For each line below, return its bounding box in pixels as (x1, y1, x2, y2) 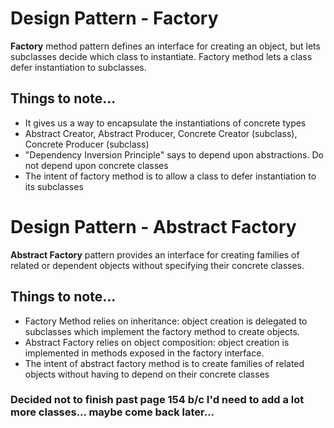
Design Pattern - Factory (10, 7, 219, 30)
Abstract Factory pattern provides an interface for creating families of (10, 248, 300, 261)
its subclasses (24, 180, 84, 192)
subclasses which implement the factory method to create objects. (24, 325, 300, 337)
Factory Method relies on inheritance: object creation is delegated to (24, 315, 308, 327)
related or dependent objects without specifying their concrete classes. (10, 259, 305, 271)
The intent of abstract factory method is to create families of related (24, 357, 305, 369)
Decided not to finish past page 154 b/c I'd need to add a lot (10, 393, 305, 407)
